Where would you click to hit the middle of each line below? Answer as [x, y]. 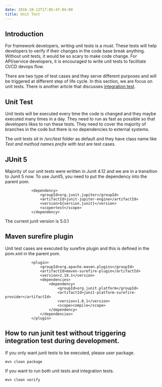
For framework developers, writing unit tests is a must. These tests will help [81, 46]
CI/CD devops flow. [24, 67]
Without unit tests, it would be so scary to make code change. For [71, 56]
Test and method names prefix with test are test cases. [61, 144]
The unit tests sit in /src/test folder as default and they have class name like [81, 139]
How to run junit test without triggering [65, 333]
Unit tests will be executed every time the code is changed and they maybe [81, 114]
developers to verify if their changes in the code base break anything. [75, 51]
